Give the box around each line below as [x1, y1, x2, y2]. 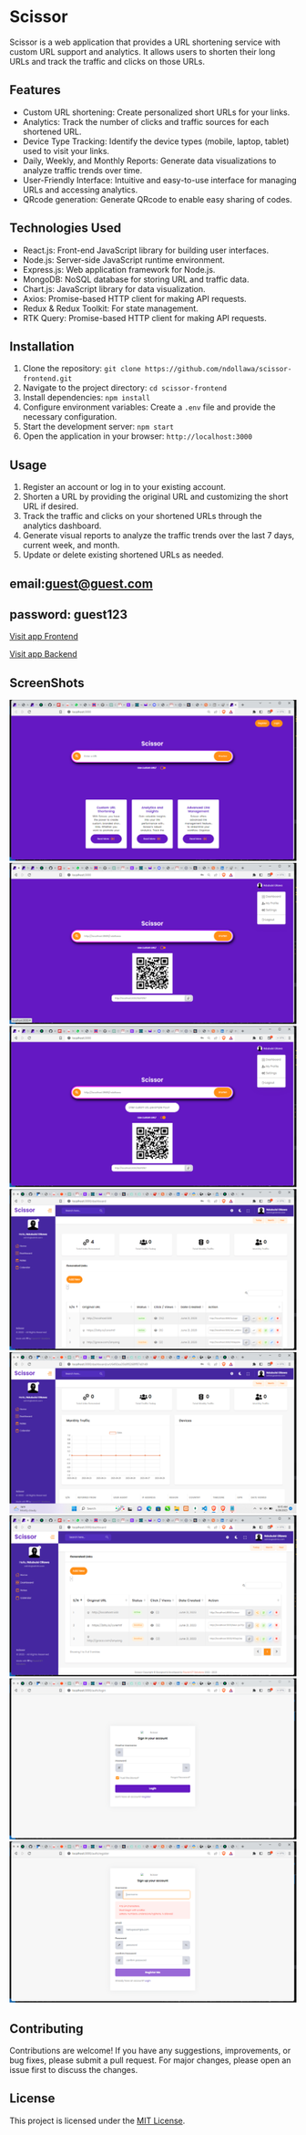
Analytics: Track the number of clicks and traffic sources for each [22, 116, 270, 127]
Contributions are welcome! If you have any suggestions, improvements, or [9, 2046, 291, 2057]
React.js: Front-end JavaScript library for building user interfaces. [22, 245, 270, 255]
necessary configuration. [22, 411, 117, 422]
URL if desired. [22, 501, 79, 512]
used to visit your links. [22, 145, 110, 156]
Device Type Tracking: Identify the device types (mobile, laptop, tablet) [22, 135, 290, 147]
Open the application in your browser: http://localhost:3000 [22, 431, 253, 442]
